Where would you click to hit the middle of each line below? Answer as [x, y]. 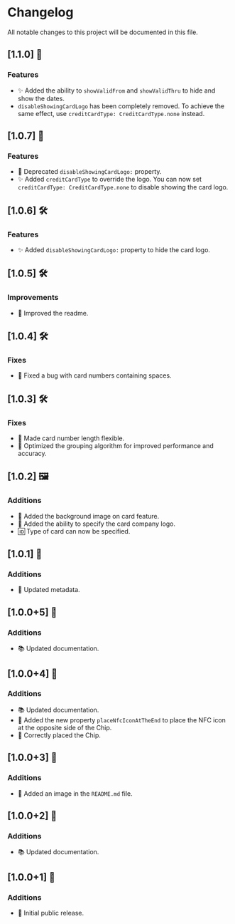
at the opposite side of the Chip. [65, 727]
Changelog [40, 12]
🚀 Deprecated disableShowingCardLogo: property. [89, 172]
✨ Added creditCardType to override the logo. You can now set [110, 180]
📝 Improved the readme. [53, 313]
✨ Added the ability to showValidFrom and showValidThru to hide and [116, 90]
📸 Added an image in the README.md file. [75, 793]
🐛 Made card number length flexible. [71, 438]
